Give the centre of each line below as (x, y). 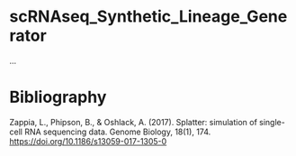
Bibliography (58, 97)
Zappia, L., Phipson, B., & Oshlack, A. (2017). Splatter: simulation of (134, 122)
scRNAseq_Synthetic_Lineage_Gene (148, 17)
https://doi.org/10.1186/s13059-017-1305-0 (88, 141)
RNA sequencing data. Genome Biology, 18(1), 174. (117, 132)
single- (272, 122)
